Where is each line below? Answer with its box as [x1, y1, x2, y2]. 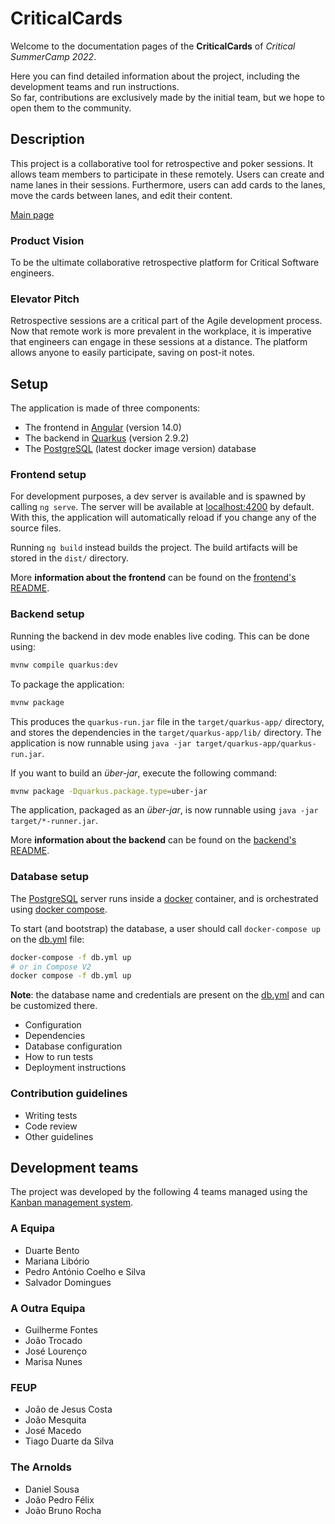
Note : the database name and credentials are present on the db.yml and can [10, 989, 325, 1001]
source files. [10, 522, 62, 534]
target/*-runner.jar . [10, 815, 99, 827]
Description [10, 131, 85, 148]
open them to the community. [10, 102, 132, 114]
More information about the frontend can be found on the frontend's [10, 572, 297, 584]
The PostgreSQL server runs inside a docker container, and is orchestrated [10, 892, 319, 904]
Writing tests [24, 1109, 78, 1121]
